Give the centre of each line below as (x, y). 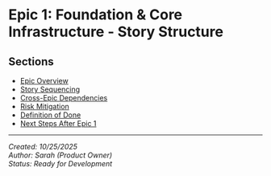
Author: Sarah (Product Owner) (60, 155)
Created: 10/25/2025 (43, 147)
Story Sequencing (50, 89)
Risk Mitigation (45, 106)
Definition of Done (50, 115)
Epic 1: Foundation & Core (96, 15)
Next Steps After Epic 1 (58, 123)
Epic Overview (44, 81)
